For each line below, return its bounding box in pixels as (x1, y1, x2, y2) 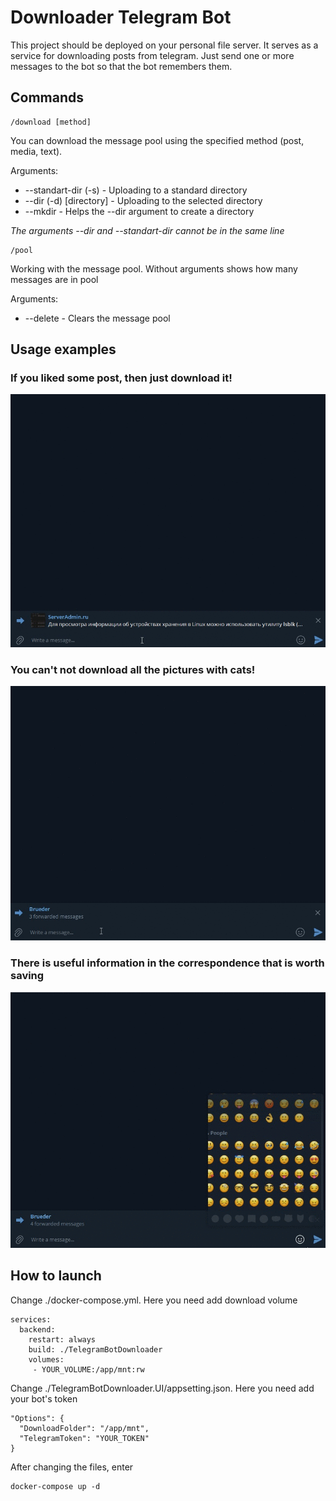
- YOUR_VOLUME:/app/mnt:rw (32, 1364, 145, 1375)
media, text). (10, 145, 63, 157)
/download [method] (10, 117, 92, 127)
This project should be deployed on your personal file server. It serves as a (10, 39, 319, 51)
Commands (10, 89, 85, 106)
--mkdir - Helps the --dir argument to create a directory (24, 205, 255, 217)
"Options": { (10, 1413, 65, 1423)
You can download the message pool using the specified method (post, (10, 134, 305, 146)
